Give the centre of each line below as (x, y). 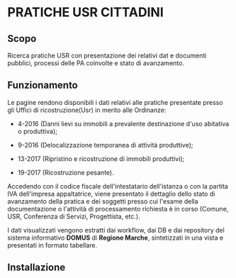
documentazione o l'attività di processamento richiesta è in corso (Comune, (118, 208)
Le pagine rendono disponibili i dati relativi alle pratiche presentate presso (115, 102)
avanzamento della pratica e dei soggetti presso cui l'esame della (103, 201)
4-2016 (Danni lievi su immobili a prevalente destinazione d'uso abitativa (123, 123)
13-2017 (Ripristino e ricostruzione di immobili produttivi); (101, 159)
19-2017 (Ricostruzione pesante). (66, 172)
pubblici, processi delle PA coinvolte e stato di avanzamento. (96, 63)
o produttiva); (38, 131)
